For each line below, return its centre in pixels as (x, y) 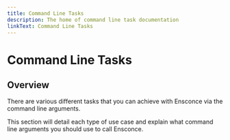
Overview (28, 85)
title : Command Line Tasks (46, 13)
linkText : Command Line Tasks (50, 26)
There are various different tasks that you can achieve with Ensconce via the (115, 101)
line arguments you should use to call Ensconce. (75, 129)
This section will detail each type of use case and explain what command (110, 122)
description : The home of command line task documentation (93, 20)
